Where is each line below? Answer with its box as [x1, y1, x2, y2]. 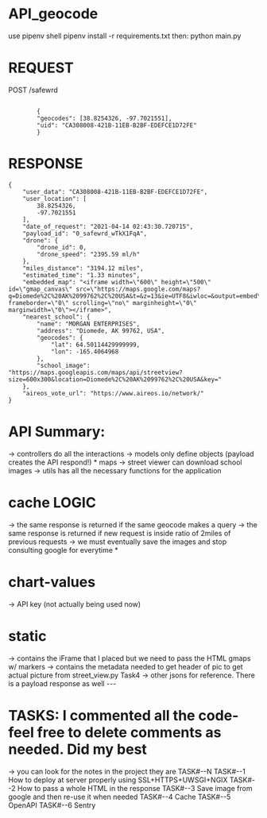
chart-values [8, 573, 96, 591]
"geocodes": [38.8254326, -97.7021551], [37, 114, 172, 122]
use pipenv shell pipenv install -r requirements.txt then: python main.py [8, 31, 242, 41]
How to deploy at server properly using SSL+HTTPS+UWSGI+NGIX [8, 775, 228, 785]
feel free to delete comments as [8, 723, 222, 741]
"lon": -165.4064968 [50, 347, 119, 356]
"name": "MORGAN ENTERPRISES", [37, 319, 141, 328]
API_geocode [8, 5, 99, 23]
